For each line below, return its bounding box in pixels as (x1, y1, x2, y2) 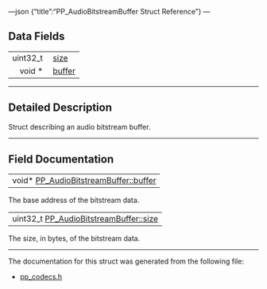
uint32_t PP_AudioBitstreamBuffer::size (12, 213, 159, 225)
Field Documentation (8, 153, 114, 166)
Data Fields (8, 29, 65, 43)
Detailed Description (8, 101, 113, 115)
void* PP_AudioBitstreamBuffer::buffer (12, 175, 157, 186)
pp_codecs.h (19, 272, 63, 282)
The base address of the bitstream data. (8, 195, 140, 205)
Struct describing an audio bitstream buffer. (8, 122, 151, 131)
